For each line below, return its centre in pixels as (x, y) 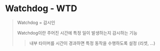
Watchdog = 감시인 (36, 22)
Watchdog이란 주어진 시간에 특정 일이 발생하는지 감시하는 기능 (77, 33)
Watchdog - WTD (41, 8)
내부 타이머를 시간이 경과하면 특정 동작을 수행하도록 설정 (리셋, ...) (92, 43)
